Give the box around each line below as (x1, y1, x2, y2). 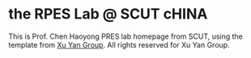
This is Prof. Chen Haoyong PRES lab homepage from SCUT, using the (8, 31, 243, 41)
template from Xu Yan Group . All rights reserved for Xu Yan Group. (8, 39, 230, 49)
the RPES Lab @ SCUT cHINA (8, 5, 208, 23)
